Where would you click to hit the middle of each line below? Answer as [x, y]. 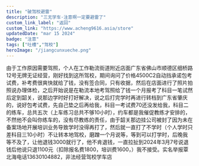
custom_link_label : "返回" [38, 23]
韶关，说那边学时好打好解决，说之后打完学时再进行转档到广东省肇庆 [105, 97]
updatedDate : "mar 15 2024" [41, 34]
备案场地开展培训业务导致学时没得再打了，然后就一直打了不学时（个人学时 [97, 127]
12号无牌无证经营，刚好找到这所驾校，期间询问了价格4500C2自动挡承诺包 [97, 75]
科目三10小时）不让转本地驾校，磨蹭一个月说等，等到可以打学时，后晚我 [99, 135]
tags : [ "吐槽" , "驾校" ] [32, 45]
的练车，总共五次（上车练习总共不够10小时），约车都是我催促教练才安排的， [98, 112]
